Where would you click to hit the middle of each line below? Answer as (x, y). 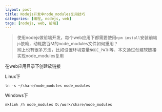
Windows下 (17, 95)
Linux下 (13, 76)
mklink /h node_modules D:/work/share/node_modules (59, 105)
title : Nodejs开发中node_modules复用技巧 (45, 14)
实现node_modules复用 (40, 56)
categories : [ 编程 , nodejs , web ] (38, 19)
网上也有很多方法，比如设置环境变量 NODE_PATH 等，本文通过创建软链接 (87, 50)
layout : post (18, 9)
